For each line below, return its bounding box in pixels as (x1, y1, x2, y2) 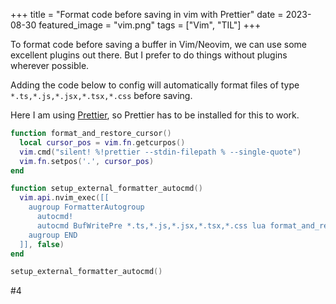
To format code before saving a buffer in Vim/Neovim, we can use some (10, 39, 307, 50)
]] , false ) (19, 239, 65, 249)
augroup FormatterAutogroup (28, 202, 145, 213)
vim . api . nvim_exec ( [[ (19, 193, 110, 203)
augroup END (28, 230, 78, 240)
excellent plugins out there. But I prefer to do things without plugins (10, 49, 288, 61)
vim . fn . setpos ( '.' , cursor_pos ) (19, 156, 155, 166)
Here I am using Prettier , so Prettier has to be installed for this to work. (10, 109, 300, 121)
